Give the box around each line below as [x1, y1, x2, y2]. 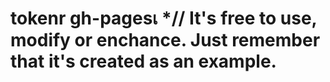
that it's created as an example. [10, 50, 277, 73]
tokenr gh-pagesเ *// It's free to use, [10, 7, 318, 30]
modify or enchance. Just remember [10, 29, 321, 52]
